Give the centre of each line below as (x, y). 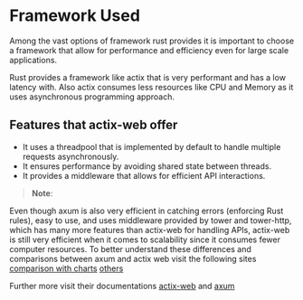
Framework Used (75, 16)
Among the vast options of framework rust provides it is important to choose (152, 41)
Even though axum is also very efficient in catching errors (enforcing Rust (147, 211)
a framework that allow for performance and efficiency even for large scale (149, 50)
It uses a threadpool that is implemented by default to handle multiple (151, 146)
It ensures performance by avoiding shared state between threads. (147, 166)
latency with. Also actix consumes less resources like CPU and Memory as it (151, 87)
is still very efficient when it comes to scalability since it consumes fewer (145, 239)
